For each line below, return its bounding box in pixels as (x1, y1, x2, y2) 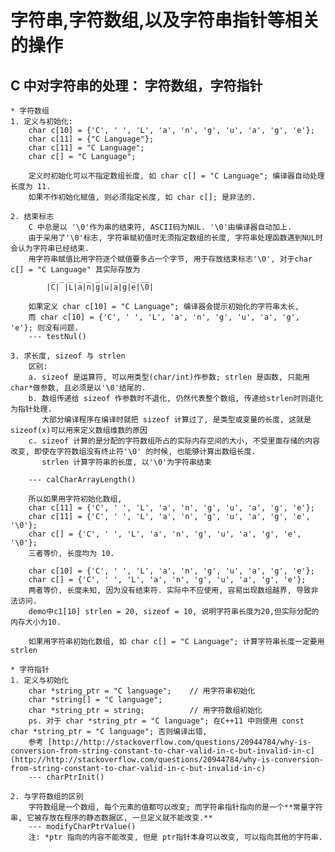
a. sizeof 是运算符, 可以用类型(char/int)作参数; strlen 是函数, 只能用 (28, 372, 310, 382)
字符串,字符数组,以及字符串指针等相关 (10, 9, 320, 32)
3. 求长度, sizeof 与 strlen (10, 351, 126, 361)
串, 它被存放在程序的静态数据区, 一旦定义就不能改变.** (10, 813, 213, 823)
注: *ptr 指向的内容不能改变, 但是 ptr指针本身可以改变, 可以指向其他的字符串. (28, 832, 323, 842)
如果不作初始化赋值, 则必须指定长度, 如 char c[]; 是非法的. (28, 192, 257, 202)
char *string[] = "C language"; (28, 695, 163, 705)
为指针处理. (10, 404, 53, 414)
